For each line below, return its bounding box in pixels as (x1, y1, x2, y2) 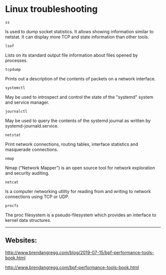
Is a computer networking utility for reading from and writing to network (5, 188, 151, 194)
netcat (5, 180, 19, 185)
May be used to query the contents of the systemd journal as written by (5, 118, 151, 124)
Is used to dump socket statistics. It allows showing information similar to (5, 28, 154, 34)
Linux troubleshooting (5, 3, 98, 15)
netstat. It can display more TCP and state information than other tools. (5, 34, 150, 40)
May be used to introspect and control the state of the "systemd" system (5, 94, 154, 100)
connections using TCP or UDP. (5, 194, 70, 200)
